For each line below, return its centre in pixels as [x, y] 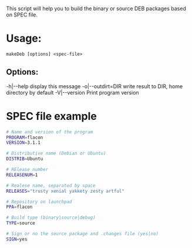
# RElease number [27, 170]
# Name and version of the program [50, 132]
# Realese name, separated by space [51, 185]
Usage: [24, 38]
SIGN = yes [17, 239]
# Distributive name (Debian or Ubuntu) [56, 153]
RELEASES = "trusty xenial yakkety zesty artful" [65, 191]
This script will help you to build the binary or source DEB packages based [96, 9]
